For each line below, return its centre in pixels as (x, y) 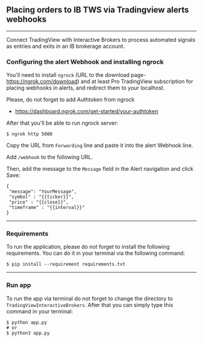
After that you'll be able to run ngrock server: (62, 123)
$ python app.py (27, 322)
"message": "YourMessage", (43, 192)
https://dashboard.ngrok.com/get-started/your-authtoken (86, 111)
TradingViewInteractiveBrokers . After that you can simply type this (90, 304)
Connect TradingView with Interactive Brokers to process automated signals (101, 39)
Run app (19, 285)
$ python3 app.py (28, 333)
